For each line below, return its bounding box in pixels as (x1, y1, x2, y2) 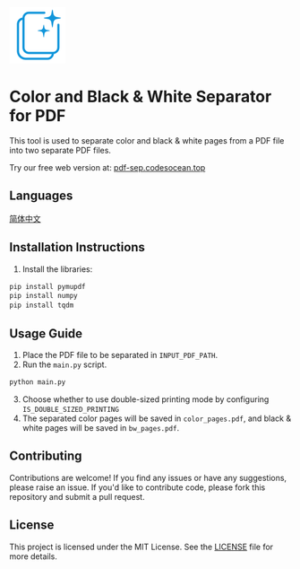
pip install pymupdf (9, 282, 87, 291)
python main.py (9, 378, 66, 387)
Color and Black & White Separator (9, 87, 272, 107)
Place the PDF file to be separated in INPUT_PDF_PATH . (21, 350, 219, 360)
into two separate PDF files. (9, 144, 112, 155)
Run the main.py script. (21, 359, 107, 370)
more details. (9, 550, 58, 562)
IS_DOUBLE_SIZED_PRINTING (21, 405, 119, 414)
